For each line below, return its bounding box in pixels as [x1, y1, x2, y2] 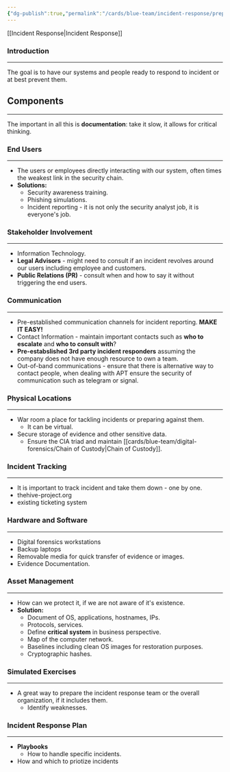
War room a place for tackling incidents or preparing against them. [16, 415, 205, 423]
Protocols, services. [27, 620, 84, 628]
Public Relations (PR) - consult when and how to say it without [16, 271, 194, 280]
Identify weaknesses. [27, 703, 88, 712]
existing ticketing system [16, 499, 88, 507]
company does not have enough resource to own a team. [16, 354, 179, 363]
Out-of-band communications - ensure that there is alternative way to [16, 361, 214, 370]
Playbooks [16, 742, 48, 751]
